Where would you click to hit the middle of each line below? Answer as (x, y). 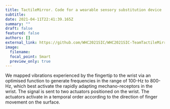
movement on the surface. (33, 102)
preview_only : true (30, 61)
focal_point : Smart (30, 57)
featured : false (22, 33)
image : (12, 47)
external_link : (21, 43)
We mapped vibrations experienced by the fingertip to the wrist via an (78, 75)
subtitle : (16, 15)
